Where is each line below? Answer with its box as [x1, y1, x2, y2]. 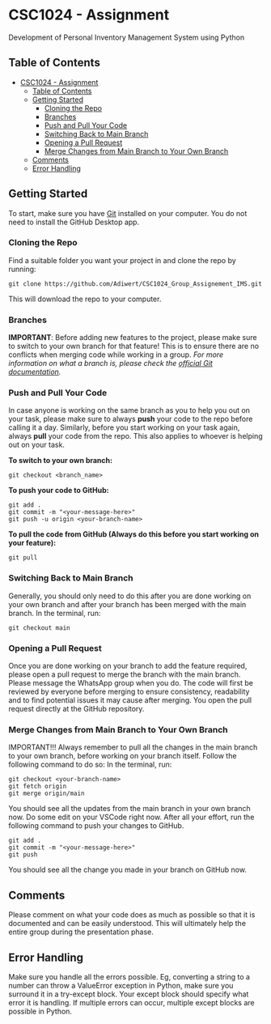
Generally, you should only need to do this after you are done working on [8, 591, 252, 601]
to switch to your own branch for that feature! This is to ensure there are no [8, 342, 260, 351]
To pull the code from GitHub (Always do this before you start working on [8, 529, 259, 539]
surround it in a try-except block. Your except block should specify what [8, 989, 249, 999]
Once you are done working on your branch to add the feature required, [8, 661, 248, 671]
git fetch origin [8, 783, 67, 791]
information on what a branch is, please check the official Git [8, 359, 213, 368]
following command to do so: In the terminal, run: [8, 759, 172, 770]
